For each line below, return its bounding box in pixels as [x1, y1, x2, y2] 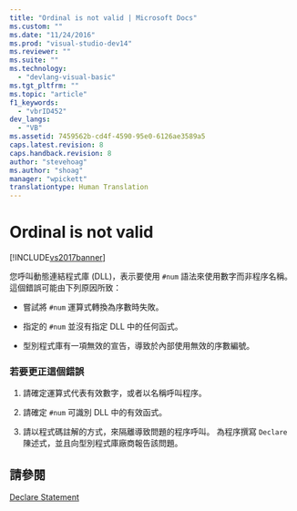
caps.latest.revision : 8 [9, 140, 104, 149]
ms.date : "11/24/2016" [9, 30, 96, 39]
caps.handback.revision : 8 [9, 148, 112, 158]
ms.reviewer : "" [9, 47, 71, 56]
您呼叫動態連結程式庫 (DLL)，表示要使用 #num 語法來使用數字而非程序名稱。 [9, 271, 293, 282]
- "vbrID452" [17, 107, 67, 116]
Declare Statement [9, 492, 80, 503]
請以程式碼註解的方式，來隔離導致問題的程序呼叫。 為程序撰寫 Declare [22, 426, 288, 437]
